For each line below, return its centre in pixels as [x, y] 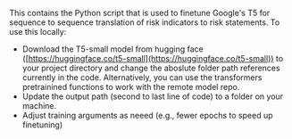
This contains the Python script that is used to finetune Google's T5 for [140, 13]
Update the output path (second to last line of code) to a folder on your [153, 96]
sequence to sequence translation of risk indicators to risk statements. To [145, 22]
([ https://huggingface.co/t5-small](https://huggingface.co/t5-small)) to [153, 58]
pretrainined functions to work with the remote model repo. [131, 87]
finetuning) [42, 125]
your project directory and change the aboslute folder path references [151, 68]
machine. [39, 106]
